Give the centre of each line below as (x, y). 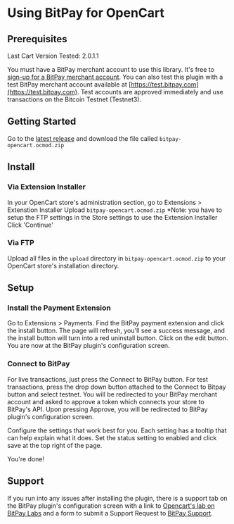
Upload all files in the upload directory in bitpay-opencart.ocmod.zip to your (117, 258)
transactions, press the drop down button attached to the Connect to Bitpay (117, 387)
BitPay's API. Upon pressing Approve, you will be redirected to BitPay (108, 409)
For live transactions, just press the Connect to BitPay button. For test (108, 379)
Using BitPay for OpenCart (86, 13)
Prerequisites (37, 39)
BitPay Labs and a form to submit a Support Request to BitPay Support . (110, 513)
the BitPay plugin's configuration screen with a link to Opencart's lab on (111, 506)
